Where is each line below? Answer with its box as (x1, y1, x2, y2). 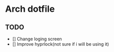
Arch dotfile (5, 3, 55, 15)
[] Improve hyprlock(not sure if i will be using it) (12, 41, 109, 47)
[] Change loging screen (12, 36, 62, 42)
